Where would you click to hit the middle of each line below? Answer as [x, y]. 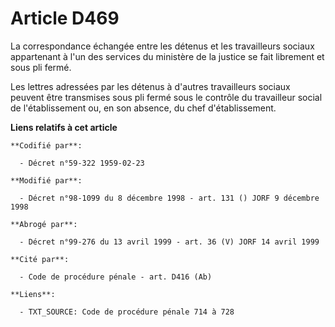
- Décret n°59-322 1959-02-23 [82, 163]
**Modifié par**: [46, 180]
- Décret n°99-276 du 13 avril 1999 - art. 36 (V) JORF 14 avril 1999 [169, 242]
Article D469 [65, 18]
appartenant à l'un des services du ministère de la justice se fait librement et [167, 56]
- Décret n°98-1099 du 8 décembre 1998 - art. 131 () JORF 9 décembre [169, 198]
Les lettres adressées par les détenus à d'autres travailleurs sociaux [150, 86]
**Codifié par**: [46, 145]
